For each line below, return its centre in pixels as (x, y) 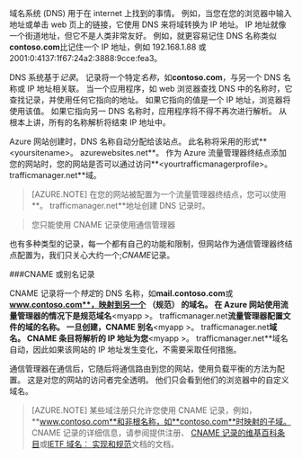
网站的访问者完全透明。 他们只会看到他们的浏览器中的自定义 (178, 380)
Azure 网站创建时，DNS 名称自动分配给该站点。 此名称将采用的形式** (138, 141)
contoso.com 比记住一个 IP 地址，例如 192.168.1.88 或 (108, 47)
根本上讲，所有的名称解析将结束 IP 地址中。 (90, 122)
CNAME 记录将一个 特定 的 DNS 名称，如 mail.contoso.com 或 (121, 293)
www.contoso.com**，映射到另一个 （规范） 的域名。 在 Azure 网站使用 (145, 305)
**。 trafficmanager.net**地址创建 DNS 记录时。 (120, 206)
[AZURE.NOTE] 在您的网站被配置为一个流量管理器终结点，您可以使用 (159, 194)
